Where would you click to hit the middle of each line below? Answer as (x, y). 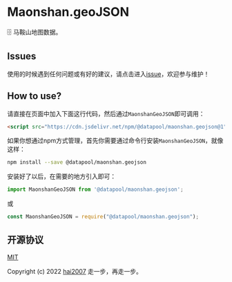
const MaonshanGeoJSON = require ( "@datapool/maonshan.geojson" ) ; (103, 217)
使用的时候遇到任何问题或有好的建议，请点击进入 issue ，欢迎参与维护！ (108, 74)
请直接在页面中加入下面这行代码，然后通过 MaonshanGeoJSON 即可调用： (106, 113)
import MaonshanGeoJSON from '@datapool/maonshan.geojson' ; (96, 190)
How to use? (35, 96)
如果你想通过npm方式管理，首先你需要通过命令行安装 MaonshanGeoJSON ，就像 (115, 141)
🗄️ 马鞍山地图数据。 (35, 32)
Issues (22, 56)
